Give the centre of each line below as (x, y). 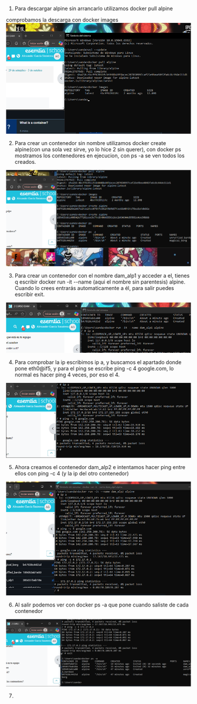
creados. (25, 161)
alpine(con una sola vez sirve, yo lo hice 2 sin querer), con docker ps (98, 149)
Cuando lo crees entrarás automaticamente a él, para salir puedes (94, 288)
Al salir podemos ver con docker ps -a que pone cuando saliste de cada (101, 605)
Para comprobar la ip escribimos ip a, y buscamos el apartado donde (98, 362)
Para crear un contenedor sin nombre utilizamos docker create (90, 143)
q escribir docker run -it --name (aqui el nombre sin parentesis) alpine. (100, 282)
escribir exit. (30, 294)
